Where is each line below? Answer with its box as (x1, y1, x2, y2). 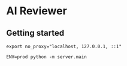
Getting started (6, 28, 65, 38)
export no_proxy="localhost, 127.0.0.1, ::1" (6, 43, 122, 49)
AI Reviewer (6, 4, 67, 18)
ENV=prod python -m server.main (6, 54, 87, 60)
